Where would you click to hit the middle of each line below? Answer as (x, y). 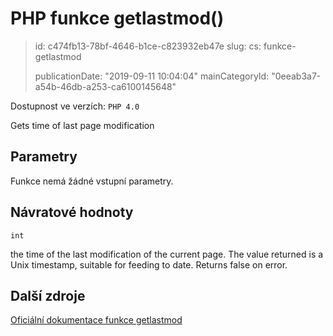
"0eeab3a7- (296, 76)
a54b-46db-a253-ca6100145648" (105, 86)
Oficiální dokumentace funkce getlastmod (96, 320)
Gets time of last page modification (82, 125)
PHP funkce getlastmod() (117, 18)
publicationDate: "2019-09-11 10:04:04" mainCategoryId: (152, 76)
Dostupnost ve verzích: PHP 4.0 (75, 106)
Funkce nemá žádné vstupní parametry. (92, 181)
